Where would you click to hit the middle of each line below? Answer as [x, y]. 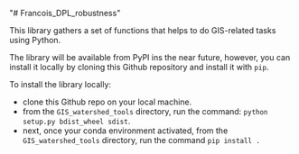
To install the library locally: [60, 84]
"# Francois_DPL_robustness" [65, 13]
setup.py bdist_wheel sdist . [76, 121]
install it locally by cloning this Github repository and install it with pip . [139, 67]
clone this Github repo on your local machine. [107, 102]
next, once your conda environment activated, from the [125, 131]
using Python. [35, 40]
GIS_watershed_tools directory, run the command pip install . [141, 140]
